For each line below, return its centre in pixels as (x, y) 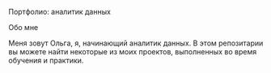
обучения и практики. (46, 60)
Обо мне (23, 27)
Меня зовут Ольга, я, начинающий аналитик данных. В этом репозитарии (136, 43)
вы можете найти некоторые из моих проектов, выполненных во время (133, 52)
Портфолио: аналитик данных (60, 12)
